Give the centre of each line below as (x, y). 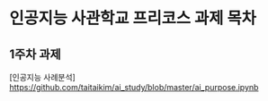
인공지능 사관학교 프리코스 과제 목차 (133, 18)
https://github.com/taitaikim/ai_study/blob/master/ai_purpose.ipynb (134, 87)
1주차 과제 (35, 54)
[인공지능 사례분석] (43, 77)
